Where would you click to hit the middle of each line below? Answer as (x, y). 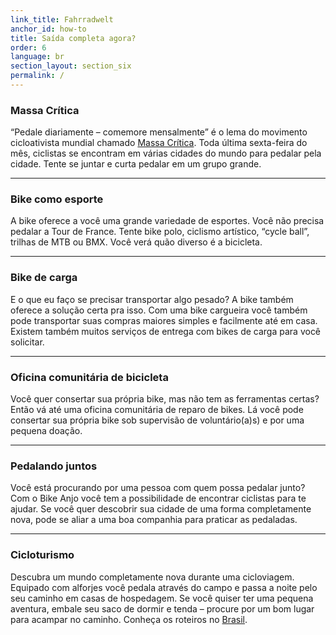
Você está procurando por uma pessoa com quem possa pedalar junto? (158, 488)
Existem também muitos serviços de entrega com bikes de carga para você (166, 331)
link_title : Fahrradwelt (62, 19)
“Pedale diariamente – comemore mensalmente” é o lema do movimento (159, 132)
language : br (37, 57)
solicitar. (27, 342)
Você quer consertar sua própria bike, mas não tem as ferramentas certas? (165, 399)
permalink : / (37, 76)
